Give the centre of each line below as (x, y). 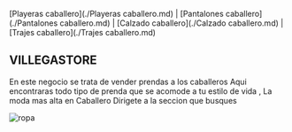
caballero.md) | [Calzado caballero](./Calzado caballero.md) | (172, 23)
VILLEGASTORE (53, 61)
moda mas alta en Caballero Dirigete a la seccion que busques (123, 100)
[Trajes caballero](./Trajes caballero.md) (83, 32)
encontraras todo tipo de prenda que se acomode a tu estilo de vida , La (141, 91)
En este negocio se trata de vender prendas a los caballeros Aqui (128, 82)
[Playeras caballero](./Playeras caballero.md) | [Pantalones (116, 14)
